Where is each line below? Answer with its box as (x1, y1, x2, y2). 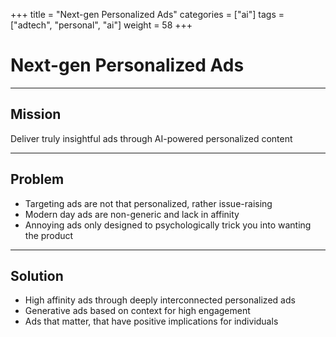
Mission (10, 106, 62, 123)
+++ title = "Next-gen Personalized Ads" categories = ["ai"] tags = (10, 9, 285, 20)
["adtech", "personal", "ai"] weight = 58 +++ (10, 19, 193, 31)
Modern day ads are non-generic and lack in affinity (24, 208, 240, 220)
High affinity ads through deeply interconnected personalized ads (24, 294, 296, 306)
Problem (10, 171, 65, 188)
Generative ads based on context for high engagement (24, 305, 251, 317)
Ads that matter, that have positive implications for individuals (24, 315, 279, 328)
